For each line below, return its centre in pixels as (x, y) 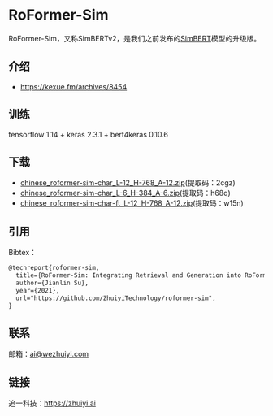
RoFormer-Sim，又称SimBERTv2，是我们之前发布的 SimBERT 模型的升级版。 (135, 38)
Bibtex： (23, 253)
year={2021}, (38, 290)
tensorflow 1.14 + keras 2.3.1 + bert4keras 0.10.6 (89, 134)
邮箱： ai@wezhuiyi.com (49, 354)
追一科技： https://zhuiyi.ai (52, 403)
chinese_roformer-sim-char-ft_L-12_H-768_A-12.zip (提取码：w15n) (132, 203)
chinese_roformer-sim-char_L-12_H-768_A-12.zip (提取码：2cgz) (128, 183)
